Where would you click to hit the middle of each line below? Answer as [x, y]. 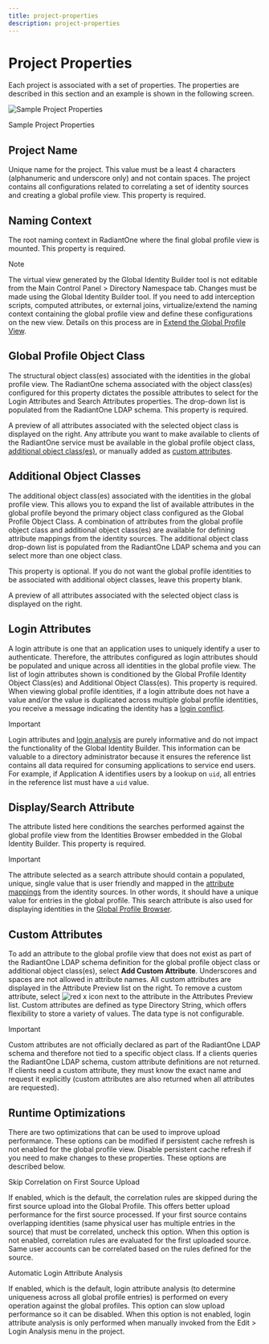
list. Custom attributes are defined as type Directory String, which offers [128, 1005]
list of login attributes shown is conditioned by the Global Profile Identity [127, 674]
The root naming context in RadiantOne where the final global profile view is [134, 240]
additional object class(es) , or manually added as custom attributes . [120, 450]
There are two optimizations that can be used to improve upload [114, 1132]
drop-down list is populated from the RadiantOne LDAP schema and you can [134, 547]
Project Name [43, 150]
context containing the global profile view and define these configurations [130, 314]
